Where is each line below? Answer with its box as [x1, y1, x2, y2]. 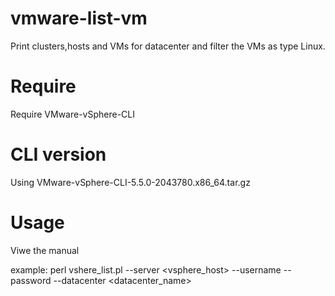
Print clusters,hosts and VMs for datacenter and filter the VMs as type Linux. [10, 40, 326, 52]
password [10, 274, 52, 286]
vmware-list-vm [10, 7, 148, 30]
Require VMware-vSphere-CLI [10, 108, 136, 120]
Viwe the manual [10, 244, 80, 256]
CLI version [10, 143, 107, 166]
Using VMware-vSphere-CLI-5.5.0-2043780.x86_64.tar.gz [10, 176, 251, 188]
